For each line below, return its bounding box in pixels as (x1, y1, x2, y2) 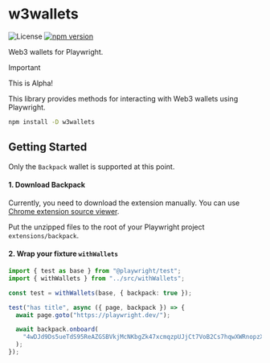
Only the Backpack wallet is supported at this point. (8, 162, 175, 171)
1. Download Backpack (8, 180, 86, 190)
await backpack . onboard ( (15, 325, 99, 334)
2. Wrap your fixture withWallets (8, 249, 119, 258)
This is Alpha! (8, 78, 54, 88)
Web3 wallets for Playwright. (8, 47, 104, 56)
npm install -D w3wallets (8, 118, 95, 126)
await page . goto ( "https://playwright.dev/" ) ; (15, 311, 171, 319)
